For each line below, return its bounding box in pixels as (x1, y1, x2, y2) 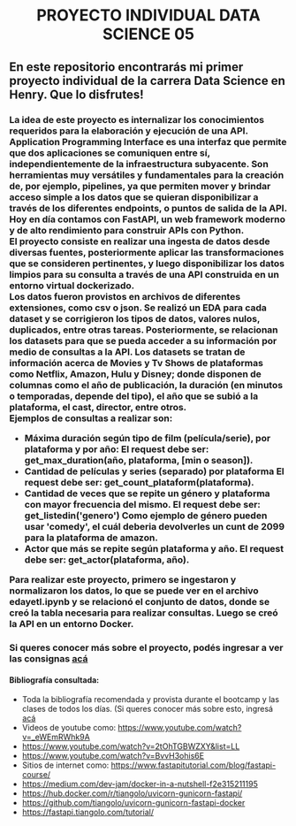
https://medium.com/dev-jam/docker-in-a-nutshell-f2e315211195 (21, 779, 258, 790)
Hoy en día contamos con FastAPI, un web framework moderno (9, 213, 285, 226)
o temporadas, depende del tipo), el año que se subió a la (9, 390, 259, 402)
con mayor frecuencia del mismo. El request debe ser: (24, 498, 261, 510)
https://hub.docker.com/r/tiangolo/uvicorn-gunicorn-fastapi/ (21, 788, 243, 799)
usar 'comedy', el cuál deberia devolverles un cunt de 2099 (24, 520, 285, 532)
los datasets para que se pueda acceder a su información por (9, 334, 277, 347)
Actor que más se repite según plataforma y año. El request (24, 542, 285, 554)
